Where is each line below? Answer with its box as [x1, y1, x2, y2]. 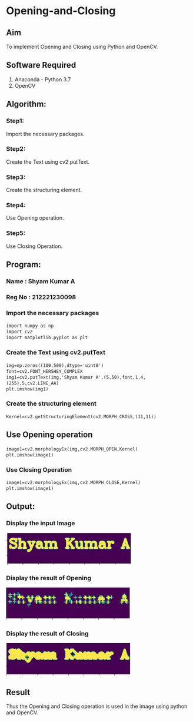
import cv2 [6, 329, 33, 335]
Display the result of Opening [6, 574, 92, 582]
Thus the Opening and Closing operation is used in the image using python [6, 703, 188, 710]
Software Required [6, 60, 76, 70]
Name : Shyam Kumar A [6, 277, 75, 285]
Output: [6, 502, 35, 512]
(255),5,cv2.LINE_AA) [6, 380, 59, 386]
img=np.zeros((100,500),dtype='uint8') [6, 362, 104, 369]
